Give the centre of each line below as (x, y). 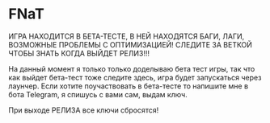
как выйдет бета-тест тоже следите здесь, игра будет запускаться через (135, 77)
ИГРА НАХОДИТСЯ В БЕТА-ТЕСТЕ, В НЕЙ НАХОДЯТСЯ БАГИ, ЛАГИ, (127, 36)
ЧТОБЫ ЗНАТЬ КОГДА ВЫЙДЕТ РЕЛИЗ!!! (79, 53)
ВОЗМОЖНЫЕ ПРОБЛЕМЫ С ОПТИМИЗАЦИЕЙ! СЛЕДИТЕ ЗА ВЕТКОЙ (131, 44)
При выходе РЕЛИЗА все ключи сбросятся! (84, 110)
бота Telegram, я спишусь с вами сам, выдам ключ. (98, 94)
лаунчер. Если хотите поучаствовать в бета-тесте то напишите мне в (129, 86)
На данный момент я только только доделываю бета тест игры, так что (132, 68)
